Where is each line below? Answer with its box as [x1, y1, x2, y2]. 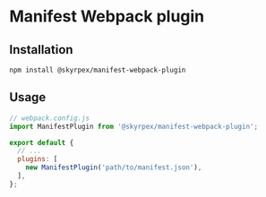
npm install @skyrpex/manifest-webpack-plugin [9, 65, 186, 74]
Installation [9, 42, 73, 57]
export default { [9, 138, 74, 147]
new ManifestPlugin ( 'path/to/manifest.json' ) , [25, 163, 202, 172]
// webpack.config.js [9, 114, 90, 123]
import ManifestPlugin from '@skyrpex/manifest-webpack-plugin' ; [9, 122, 258, 131]
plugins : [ [17, 155, 58, 164]
